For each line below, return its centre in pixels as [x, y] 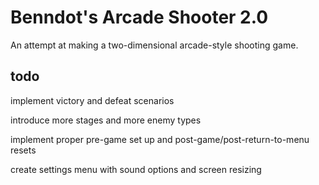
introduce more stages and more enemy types [106, 120]
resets [23, 150]
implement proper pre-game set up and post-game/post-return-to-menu [160, 139]
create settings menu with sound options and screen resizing [136, 169]
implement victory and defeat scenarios [92, 100]
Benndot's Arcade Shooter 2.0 [139, 17]
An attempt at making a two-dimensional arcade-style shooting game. [154, 45]
